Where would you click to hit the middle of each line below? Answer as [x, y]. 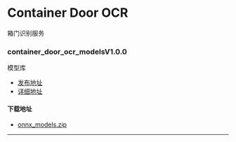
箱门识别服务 [26, 33]
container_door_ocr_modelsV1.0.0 [67, 52]
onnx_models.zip [42, 125]
